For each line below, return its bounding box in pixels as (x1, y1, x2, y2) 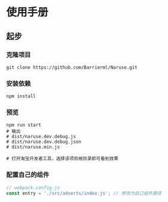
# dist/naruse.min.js (6, 144, 60, 150)
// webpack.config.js (6, 185, 60, 191)
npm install (6, 93, 36, 99)
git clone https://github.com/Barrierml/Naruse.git (6, 64, 138, 71)
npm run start (6, 122, 42, 128)
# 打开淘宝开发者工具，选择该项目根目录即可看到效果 (6, 156, 118, 162)
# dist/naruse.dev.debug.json (6, 139, 82, 145)
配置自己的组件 (6, 171, 50, 179)
